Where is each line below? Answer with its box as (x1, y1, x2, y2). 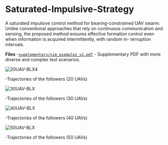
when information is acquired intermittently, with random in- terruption (5, 36, 151, 42)
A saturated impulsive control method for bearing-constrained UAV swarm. (5, 20, 160, 26)
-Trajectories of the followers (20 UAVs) (5, 76, 88, 82)
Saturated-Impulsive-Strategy (5, 4, 134, 15)
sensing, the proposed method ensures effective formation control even (5, 31, 154, 37)
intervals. (5, 41, 25, 47)
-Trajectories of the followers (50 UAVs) (5, 134, 88, 140)
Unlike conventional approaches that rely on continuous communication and (5, 25, 163, 31)
